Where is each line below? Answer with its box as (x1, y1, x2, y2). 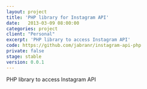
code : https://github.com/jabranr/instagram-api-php (6, 43, 142, 49)
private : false (6, 48, 45, 54)
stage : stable (6, 54, 42, 60)
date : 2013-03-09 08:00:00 (6, 20, 80, 26)
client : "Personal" (6, 31, 55, 37)
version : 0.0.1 (6, 59, 45, 65)
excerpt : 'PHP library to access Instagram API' (6, 37, 131, 43)
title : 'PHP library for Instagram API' (6, 14, 110, 20)
